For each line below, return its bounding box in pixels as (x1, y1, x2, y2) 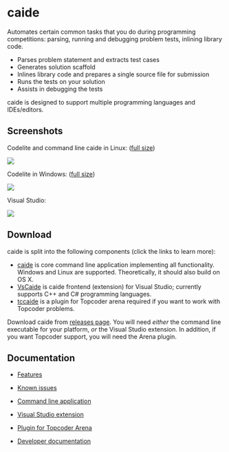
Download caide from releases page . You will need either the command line (7, 318, 221, 326)
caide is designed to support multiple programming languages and (7, 98, 196, 106)
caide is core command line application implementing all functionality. (17, 260, 215, 269)
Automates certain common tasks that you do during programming (7, 28, 196, 36)
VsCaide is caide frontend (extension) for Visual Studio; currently (17, 282, 201, 290)
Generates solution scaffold (17, 63, 96, 71)
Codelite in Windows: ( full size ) (7, 170, 95, 178)
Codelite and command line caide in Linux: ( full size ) (7, 143, 155, 152)
